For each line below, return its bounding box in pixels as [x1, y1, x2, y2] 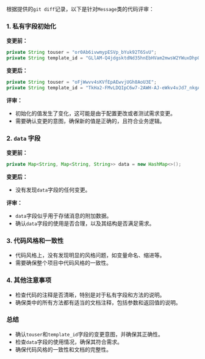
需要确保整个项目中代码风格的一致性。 [15, 259, 112, 267]
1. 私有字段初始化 [6, 22, 57, 31]
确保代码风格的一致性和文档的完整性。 [15, 346, 112, 353]
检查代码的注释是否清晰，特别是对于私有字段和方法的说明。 [15, 291, 165, 298]
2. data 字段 [6, 134, 41, 142]
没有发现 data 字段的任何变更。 [15, 186, 91, 193]
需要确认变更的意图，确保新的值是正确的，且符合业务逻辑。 [15, 117, 165, 124]
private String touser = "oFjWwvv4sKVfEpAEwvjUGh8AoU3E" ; [6, 79, 157, 86]
